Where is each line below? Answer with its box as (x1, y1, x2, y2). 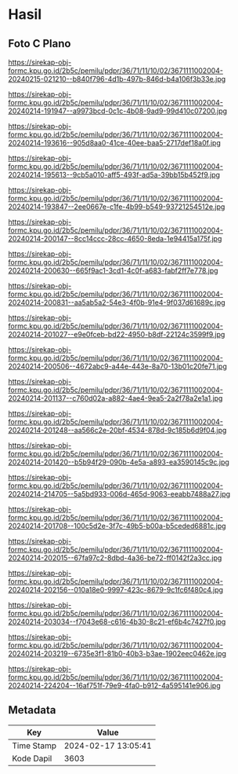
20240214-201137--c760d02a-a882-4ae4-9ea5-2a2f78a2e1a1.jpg (8, 394, 223, 402)
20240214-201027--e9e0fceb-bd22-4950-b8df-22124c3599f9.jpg (8, 330, 225, 339)
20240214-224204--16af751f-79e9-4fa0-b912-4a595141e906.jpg (8, 681, 221, 690)
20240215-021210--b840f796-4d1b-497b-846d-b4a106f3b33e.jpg (8, 75, 226, 83)
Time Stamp (12, 740, 57, 751)
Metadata (8, 703, 56, 717)
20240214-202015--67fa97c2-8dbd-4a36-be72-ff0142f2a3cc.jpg (8, 553, 222, 563)
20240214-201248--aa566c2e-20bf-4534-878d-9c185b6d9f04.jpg (8, 426, 227, 435)
